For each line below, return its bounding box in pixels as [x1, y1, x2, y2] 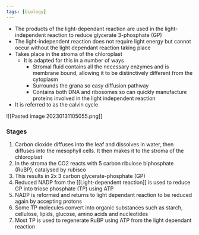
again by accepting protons [14, 198, 82, 205]
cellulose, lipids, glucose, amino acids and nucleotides [14, 210, 149, 217]
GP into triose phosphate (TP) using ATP [14, 185, 114, 192]
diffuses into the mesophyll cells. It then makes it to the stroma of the [14, 147, 184, 154]
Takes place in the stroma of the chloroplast [14, 50, 123, 57]
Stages [6, 127, 27, 136]
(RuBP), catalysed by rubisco [14, 166, 86, 173]
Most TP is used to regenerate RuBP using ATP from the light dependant [14, 217, 192, 224]
